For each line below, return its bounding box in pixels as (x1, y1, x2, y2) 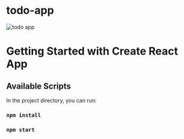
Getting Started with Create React (6, 44, 179, 58)
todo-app (6, 4, 54, 17)
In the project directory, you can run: (6, 96, 97, 104)
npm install (6, 111, 41, 119)
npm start (6, 126, 35, 133)
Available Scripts (6, 81, 71, 91)
